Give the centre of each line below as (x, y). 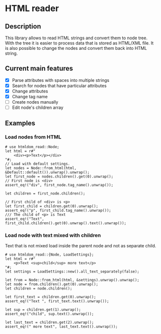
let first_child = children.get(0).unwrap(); (51, 206)
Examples (20, 123)
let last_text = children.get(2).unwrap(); (50, 322)
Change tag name (30, 97)
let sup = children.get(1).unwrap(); (43, 310)
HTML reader (32, 8)
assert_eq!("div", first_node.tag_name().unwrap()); (59, 185)
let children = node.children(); (39, 288)
